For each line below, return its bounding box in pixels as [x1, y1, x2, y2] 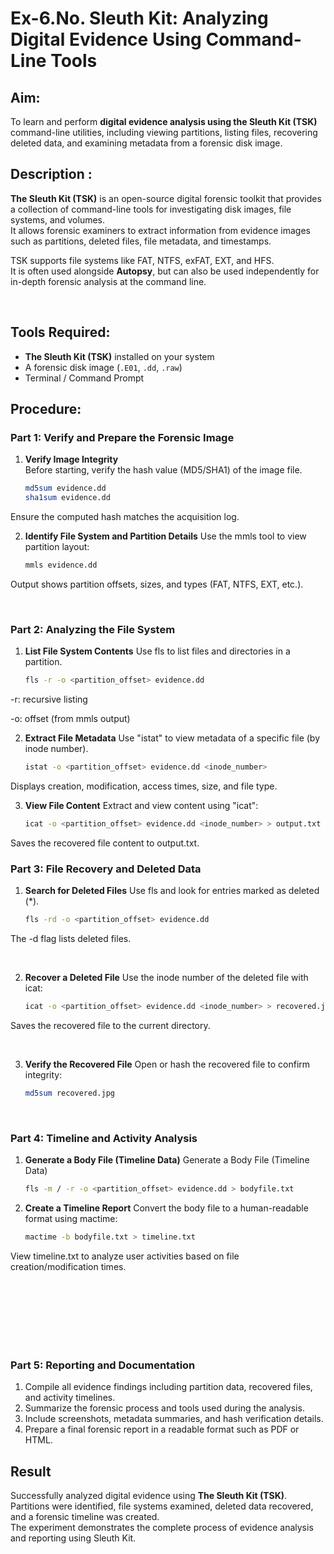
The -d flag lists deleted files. [10, 933, 132, 945]
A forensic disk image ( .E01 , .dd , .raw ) [24, 361, 183, 373]
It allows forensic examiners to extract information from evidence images [10, 224, 311, 236]
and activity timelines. [24, 1392, 116, 1404]
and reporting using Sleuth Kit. [10, 1532, 137, 1544]
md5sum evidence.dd [24, 483, 107, 494]
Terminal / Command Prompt [24, 372, 145, 384]
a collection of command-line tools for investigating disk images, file [10, 203, 292, 215]
